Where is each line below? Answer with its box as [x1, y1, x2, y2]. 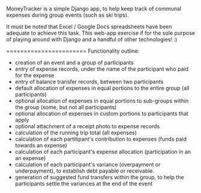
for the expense [14, 72, 55, 79]
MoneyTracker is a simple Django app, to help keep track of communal [6, 5, 182, 12]
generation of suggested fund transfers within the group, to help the [14, 174, 185, 180]
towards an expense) [14, 142, 67, 149]
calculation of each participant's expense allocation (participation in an [14, 148, 191, 155]
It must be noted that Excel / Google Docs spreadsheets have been [6, 23, 173, 30]
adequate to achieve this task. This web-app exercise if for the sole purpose [6, 29, 196, 37]
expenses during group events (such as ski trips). [6, 11, 129, 19]
